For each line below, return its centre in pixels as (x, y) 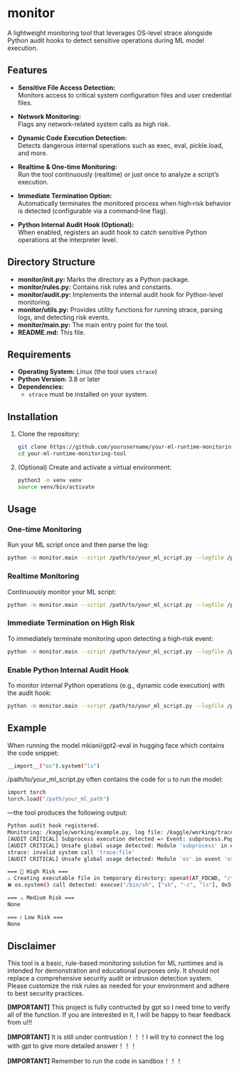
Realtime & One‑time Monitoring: (67, 167)
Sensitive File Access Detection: (67, 88)
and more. (33, 153)
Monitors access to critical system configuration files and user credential (124, 95)
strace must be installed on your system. (88, 395)
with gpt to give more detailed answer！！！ (72, 1046)
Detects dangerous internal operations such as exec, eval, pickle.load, (121, 145)
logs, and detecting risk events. (64, 317)
